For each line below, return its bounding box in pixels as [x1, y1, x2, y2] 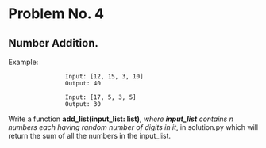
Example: [8, 57, 39, 66]
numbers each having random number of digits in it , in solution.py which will [8, 123, 259, 131]
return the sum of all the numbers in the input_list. [8, 131, 172, 140]
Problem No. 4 [8, 5, 105, 23]
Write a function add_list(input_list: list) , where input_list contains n [8, 114, 234, 123]
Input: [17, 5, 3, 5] [64, 93, 137, 101]
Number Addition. [8, 36, 99, 50]
